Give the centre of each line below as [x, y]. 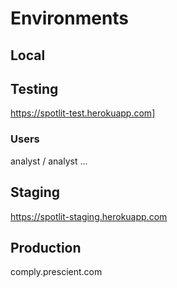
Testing [34, 88]
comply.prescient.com [56, 272]
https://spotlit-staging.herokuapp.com [89, 216]
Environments [70, 18]
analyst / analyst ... [49, 161]
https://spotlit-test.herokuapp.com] [83, 113]
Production [46, 247]
